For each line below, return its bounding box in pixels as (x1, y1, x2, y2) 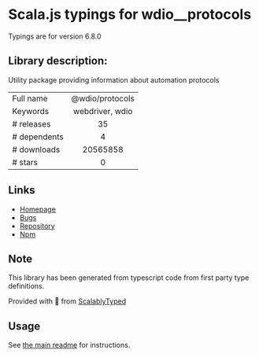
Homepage (19, 204, 57, 214)
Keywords (12, 105, 50, 116)
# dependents (12, 131, 65, 142)
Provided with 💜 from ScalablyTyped (8, 296, 127, 306)
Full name (12, 93, 49, 104)
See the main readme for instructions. (8, 340, 131, 350)
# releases (12, 118, 51, 129)
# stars (12, 156, 38, 167)
